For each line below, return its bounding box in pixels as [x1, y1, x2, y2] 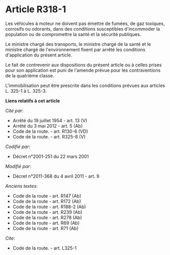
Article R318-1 [5, 4, 66, 15]
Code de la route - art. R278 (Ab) [12, 214, 82, 220]
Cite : [5, 235, 15, 241]
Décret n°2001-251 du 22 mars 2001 [12, 153, 89, 159]
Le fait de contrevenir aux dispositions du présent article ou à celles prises [5, 62, 162, 68]
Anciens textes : [5, 183, 38, 189]
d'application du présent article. [5, 52, 72, 58]
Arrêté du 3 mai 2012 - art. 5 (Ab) [12, 123, 83, 129]
